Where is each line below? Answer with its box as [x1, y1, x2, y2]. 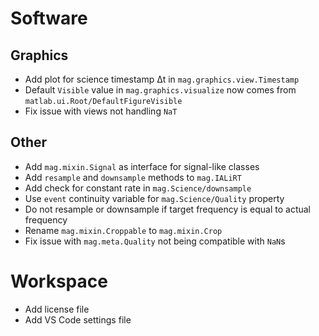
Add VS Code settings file [24, 313, 132, 326]
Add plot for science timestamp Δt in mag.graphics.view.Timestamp [24, 73, 300, 85]
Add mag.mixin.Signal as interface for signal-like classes [24, 160, 260, 172]
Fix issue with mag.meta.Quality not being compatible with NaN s [24, 235, 286, 247]
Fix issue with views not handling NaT [24, 105, 178, 117]
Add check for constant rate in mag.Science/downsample [24, 182, 252, 194]
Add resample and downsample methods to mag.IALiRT [24, 171, 242, 183]
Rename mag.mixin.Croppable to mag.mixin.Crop [24, 224, 223, 236]
